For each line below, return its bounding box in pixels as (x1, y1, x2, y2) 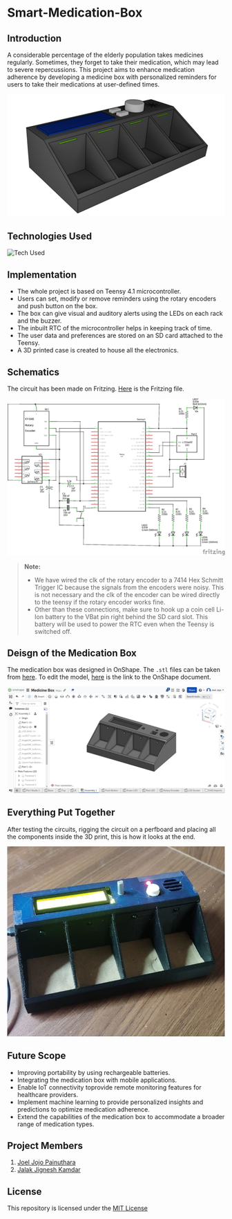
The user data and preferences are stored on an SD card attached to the (17, 331, 223, 340)
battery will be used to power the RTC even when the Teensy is (34, 620, 215, 628)
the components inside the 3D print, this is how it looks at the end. (7, 833, 195, 841)
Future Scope (7, 1050, 66, 1062)
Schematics (7, 366, 60, 378)
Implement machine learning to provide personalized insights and (17, 1098, 204, 1106)
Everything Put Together (7, 807, 115, 819)
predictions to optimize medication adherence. (17, 1105, 150, 1113)
